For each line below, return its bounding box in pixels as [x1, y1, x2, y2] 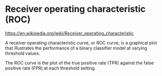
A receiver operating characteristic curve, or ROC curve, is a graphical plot [5, 39, 157, 45]
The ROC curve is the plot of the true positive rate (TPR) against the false [5, 60, 154, 66]
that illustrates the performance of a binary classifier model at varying [5, 45, 147, 51]
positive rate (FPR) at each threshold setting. [5, 65, 96, 71]
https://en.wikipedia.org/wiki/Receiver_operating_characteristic [5, 30, 134, 36]
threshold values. [5, 50, 40, 56]
